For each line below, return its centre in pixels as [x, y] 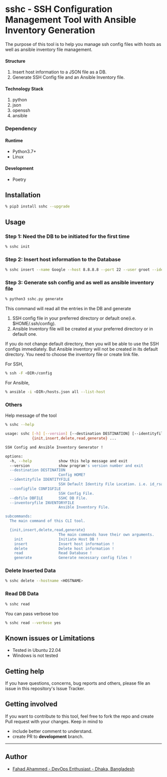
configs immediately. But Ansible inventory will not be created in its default [82, 349]
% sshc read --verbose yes [33, 623]
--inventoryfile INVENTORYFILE [42, 503]
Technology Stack [24, 89]
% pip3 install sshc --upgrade [38, 206]
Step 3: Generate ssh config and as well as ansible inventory [80, 283]
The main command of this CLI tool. [47, 521]
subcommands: [19, 516]
